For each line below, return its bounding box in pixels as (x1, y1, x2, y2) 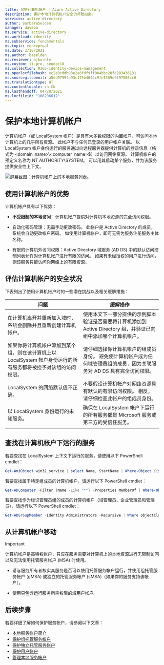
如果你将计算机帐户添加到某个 (7, 342, 77, 349)
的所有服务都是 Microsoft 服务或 (82, 411, 157, 418)
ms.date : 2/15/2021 (5, 48, 45, 53)
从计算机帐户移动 (5, 528, 57, 536)
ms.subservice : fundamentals (5, 39, 64, 44)
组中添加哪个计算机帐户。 (82, 332, 142, 339)
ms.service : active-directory (5, 30, 67, 35)
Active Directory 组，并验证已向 (82, 325, 156, 332)
